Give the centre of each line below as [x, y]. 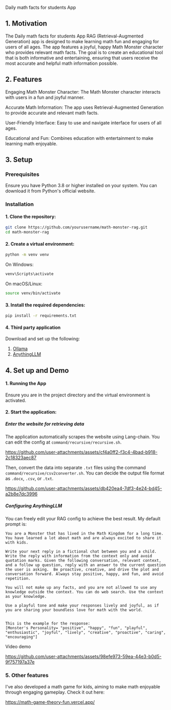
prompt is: [16, 524]
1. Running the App [26, 384]
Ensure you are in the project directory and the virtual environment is [78, 395]
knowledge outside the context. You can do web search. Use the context [84, 592]
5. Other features [27, 676]
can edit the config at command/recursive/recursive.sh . [63, 442]
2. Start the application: [31, 412]
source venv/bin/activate [33, 293]
